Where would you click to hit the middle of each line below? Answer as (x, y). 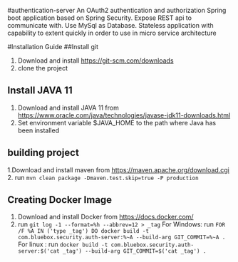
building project (43, 153)
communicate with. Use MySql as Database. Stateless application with (110, 25)
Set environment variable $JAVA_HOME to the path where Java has (117, 122)
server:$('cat (38, 251)
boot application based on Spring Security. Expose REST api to (100, 18)
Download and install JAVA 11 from (68, 108)
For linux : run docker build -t (63, 244)
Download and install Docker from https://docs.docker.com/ (105, 217)
